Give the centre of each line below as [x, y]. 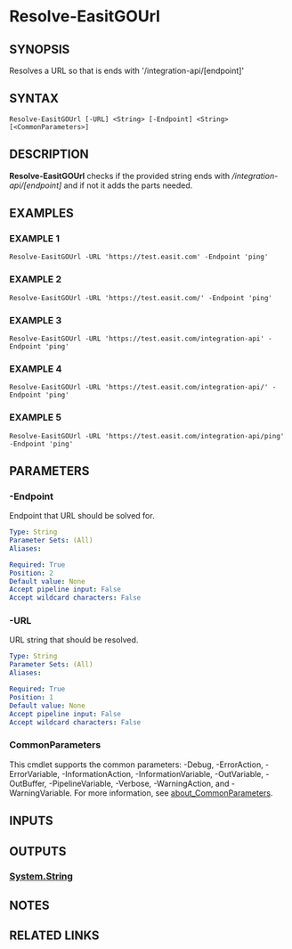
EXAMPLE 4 [36, 369]
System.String [41, 877]
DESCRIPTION [49, 155]
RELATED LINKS [54, 936]
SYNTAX [34, 98]
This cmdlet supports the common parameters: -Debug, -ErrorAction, [137, 765]
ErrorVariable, [35, 773]
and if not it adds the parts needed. [128, 185]
